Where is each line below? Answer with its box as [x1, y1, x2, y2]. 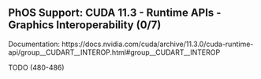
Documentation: [8, 39, 61, 48]
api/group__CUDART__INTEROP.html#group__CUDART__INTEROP [8, 47, 221, 57]
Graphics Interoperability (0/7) [8, 19, 162, 32]
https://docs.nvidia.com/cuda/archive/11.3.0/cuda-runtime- [62, 39, 254, 48]
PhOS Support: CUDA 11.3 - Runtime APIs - [8, 6, 222, 20]
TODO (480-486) [8, 63, 65, 72]
